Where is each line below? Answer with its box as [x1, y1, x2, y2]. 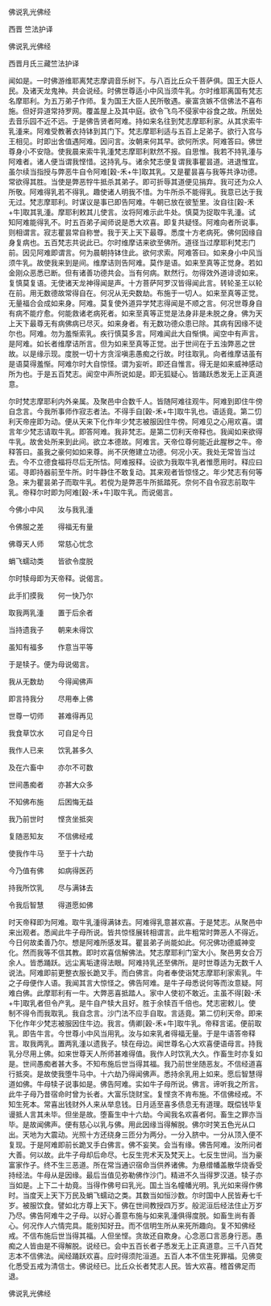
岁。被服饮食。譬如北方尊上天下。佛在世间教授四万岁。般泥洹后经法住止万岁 [8, 1201, 263, 1210]
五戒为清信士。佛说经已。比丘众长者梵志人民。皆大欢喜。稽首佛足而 [29, 1261, 256, 1270]
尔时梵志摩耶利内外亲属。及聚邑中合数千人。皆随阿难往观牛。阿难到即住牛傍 [8, 396, 263, 406]
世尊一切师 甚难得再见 [8, 711, 94, 720]
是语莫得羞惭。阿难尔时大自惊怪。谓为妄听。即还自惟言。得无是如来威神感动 [8, 359, 263, 368]
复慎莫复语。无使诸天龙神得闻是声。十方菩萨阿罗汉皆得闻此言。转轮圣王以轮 [8, 278, 263, 287]
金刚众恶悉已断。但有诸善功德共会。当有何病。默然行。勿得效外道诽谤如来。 [8, 268, 263, 278]
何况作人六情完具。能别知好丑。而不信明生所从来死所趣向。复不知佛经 [22, 1221, 256, 1230]
